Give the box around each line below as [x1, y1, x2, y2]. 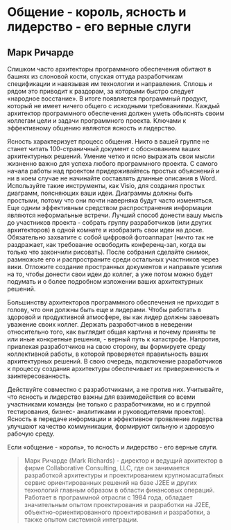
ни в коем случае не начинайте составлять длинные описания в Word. [7, 174, 217, 182]
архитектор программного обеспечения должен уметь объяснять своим [7, 109, 225, 117]
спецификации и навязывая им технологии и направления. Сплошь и [7, 80, 213, 87]
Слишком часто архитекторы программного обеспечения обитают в [7, 65, 212, 73]
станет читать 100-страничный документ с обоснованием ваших [7, 145, 200, 153]
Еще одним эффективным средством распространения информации [7, 204, 212, 212]
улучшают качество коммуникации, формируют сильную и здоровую [7, 422, 215, 430]
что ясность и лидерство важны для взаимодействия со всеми [7, 393, 196, 401]
